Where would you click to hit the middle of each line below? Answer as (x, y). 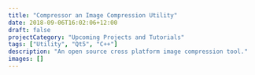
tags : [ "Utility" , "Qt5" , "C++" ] (63, 45)
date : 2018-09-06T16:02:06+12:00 (63, 23)
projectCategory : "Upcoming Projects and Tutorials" (96, 37)
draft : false (30, 30)
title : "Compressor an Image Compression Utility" (93, 15)
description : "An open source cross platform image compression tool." (128, 52)
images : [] (26, 59)
